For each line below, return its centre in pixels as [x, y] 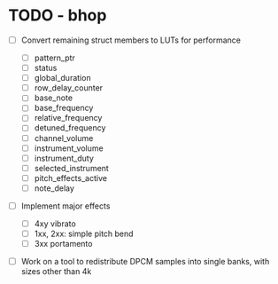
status [46, 68]
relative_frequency [68, 118]
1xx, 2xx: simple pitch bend [84, 233]
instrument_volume [69, 148]
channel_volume [64, 138]
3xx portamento [63, 244]
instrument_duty [64, 158]
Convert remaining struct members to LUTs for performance [131, 40]
